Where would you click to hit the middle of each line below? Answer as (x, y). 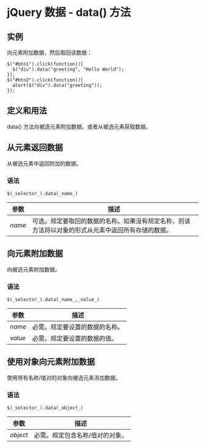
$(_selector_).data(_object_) (45, 408)
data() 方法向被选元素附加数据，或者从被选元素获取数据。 (79, 126)
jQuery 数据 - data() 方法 (69, 12)
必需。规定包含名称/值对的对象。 (81, 435)
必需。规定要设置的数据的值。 (75, 339)
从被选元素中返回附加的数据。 (44, 163)
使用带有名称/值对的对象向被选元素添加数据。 (64, 377)
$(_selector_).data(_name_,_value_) (53, 300)
